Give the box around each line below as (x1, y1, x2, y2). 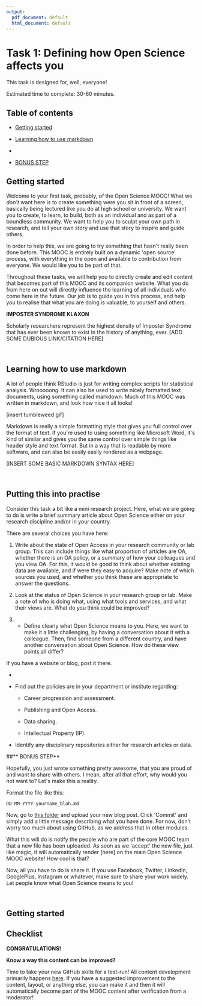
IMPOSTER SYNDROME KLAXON (6, 310, 89, 317)
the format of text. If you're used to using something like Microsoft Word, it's (6, 429, 195, 436)
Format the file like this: (6, 789, 64, 796)
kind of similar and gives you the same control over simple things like (6, 435, 177, 443)
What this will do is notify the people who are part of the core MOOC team (6, 836, 190, 843)
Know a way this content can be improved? (6, 956, 116, 964)
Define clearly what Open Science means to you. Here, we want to (23, 622, 188, 630)
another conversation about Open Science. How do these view (23, 641, 179, 648)
